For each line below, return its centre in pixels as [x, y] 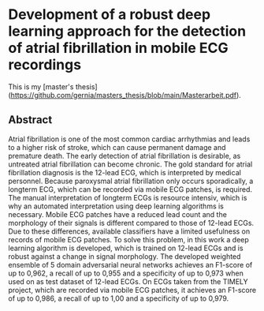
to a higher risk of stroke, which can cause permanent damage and [117, 147]
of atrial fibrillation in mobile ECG [118, 48]
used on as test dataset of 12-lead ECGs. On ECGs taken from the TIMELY [128, 281]
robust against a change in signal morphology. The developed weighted [125, 256]
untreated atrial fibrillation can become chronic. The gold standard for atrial [130, 164]
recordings [45, 65]
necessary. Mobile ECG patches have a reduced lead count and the [117, 214]
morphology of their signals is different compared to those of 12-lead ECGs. [131, 223]
